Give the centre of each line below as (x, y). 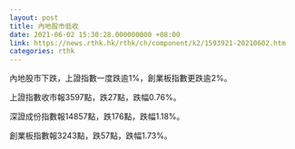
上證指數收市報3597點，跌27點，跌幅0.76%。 (95, 98)
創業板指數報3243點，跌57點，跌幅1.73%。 (91, 135)
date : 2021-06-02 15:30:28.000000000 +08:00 (95, 34)
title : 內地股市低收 (44, 26)
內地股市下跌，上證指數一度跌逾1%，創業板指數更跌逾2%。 (121, 79)
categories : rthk (42, 51)
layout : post (34, 18)
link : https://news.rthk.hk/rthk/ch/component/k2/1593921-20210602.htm (147, 43)
